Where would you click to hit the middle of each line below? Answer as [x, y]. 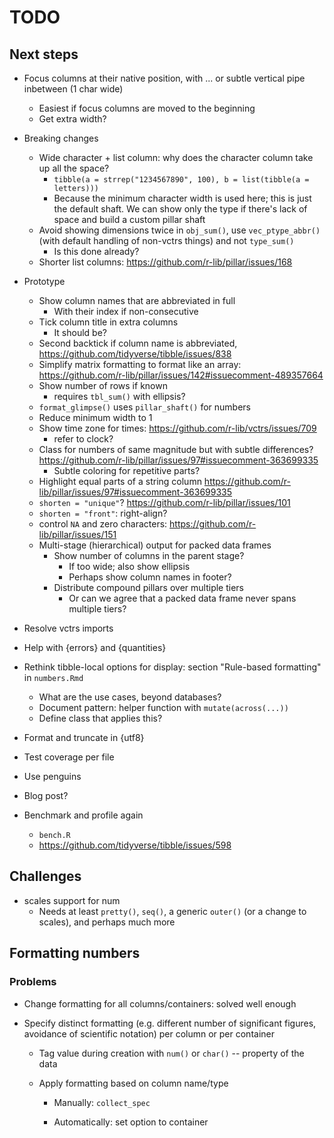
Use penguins [52, 776]
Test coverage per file [69, 757]
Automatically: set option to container [131, 1122]
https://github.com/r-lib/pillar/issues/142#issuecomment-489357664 [181, 375]
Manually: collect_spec [102, 1102]
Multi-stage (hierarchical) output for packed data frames [155, 545]
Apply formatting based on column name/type [133, 1083]
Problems [33, 982]
